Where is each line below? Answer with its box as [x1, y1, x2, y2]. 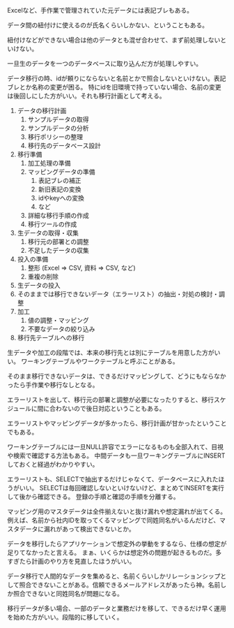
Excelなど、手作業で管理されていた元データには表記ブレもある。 [7, 6, 194, 14]
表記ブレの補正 [38, 177, 81, 184]
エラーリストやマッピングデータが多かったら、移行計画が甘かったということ [7, 419, 227, 428]
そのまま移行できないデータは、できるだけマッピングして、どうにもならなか [7, 372, 226, 380]
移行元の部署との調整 [27, 238, 89, 246]
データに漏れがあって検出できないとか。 [19, 525, 136, 533]
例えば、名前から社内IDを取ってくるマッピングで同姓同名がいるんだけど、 [7, 516, 220, 524]
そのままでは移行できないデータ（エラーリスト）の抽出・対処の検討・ [17, 290, 219, 298]
